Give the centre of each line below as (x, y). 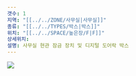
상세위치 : (18, 39)
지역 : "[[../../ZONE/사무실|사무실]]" (57, 20)
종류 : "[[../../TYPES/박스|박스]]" (54, 26)
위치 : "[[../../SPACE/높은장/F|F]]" (56, 33)
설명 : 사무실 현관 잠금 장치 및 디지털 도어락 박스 (68, 46)
